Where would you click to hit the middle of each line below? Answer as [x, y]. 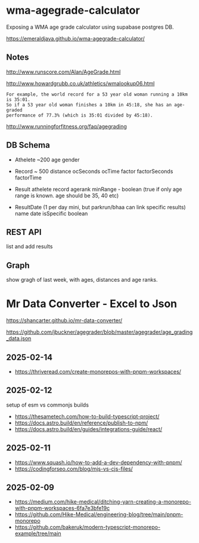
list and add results [29, 246]
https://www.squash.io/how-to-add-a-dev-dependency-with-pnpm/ [98, 462]
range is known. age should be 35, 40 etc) [67, 196]
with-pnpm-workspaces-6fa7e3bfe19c [62, 508]
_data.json [19, 338]
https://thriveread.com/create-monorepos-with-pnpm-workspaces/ [98, 371]
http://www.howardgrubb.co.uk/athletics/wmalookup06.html [80, 83]
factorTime [28, 178]
